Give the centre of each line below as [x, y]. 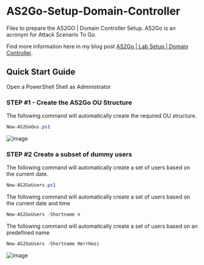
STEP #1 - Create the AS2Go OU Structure [69, 102]
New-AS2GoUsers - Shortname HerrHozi [53, 244]
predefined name [28, 232]
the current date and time [38, 203]
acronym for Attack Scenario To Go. [51, 34]
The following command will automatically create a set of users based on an [102, 226]
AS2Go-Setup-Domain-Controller [93, 11]
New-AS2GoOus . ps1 [28, 127]
